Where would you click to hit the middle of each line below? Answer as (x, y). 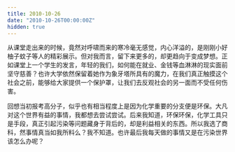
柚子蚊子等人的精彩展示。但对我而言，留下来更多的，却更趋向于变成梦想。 (114, 56)
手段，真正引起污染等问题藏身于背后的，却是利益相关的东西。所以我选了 (117, 124)
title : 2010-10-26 (34, 14)
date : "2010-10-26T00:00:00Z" (51, 20)
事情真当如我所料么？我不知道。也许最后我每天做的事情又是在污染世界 (127, 132)
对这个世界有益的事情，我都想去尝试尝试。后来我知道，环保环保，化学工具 (114, 115)
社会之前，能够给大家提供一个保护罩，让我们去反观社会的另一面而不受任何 (114, 83)
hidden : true (26, 27)
